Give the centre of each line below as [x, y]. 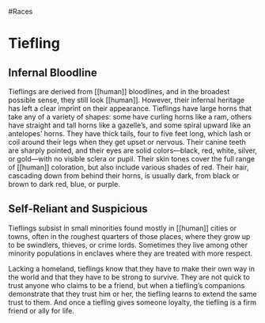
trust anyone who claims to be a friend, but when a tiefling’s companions [127, 285]
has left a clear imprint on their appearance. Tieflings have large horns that [130, 108]
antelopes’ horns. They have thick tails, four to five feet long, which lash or [130, 133]
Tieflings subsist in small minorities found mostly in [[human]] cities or [123, 228]
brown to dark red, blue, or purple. [64, 184]
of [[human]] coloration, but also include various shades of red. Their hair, [129, 167]
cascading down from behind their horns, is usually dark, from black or [124, 176]
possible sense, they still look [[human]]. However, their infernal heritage [127, 100]
